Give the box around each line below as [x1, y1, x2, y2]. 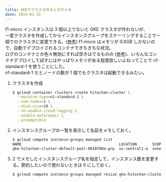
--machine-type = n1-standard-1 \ [17, 95, 84, 100]
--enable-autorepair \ [17, 113, 64, 118]
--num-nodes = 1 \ [17, 99, 51, 104]
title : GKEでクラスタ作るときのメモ [5, 7, 72, 12]
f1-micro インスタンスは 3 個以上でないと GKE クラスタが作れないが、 [5, 26, 148, 32]
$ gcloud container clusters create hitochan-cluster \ [12, 90, 130, 95]
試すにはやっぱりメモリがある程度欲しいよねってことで [39, 57, 153, 63]
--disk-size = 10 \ [17, 104, 53, 109]
